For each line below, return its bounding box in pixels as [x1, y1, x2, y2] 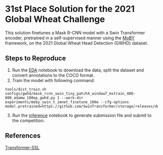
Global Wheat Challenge [5, 14, 105, 25]
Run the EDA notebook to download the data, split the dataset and [12, 67, 144, 73]
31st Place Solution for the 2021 [5, 3, 135, 15]
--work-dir [61, 95, 83, 100]
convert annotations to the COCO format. [12, 72, 95, 78]
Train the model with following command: [12, 77, 95, 83]
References [5, 132, 41, 140]
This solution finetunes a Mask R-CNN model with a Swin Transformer [5, 30, 146, 35]
